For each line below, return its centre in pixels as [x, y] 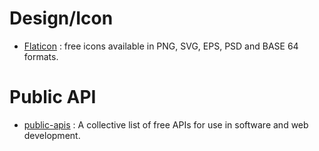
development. [52, 135]
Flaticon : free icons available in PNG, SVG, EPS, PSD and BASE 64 [161, 46]
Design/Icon [61, 18]
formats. [41, 56]
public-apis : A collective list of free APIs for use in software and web [166, 124]
